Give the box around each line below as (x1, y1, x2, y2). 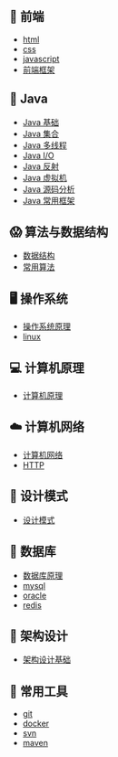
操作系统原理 (22, 321, 71, 332)
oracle (22, 590, 47, 601)
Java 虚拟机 (22, 172, 68, 183)
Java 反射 (22, 160, 60, 172)
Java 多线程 (22, 139, 68, 150)
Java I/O (22, 150, 54, 161)
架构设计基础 (22, 654, 71, 666)
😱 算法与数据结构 (9, 224, 109, 240)
